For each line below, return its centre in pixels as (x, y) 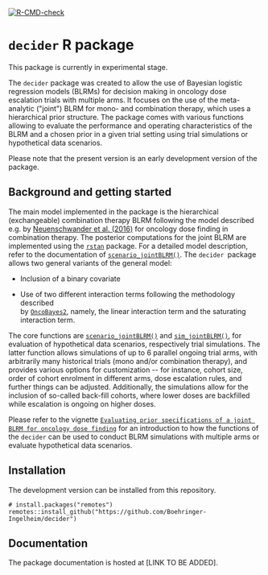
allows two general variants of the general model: (90, 263)
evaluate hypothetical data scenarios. (70, 445)
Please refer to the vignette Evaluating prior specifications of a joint (130, 420)
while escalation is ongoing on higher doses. (82, 403)
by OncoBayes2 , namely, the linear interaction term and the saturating (133, 311)
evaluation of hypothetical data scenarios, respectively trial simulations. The (134, 344)
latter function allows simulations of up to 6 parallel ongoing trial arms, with (133, 352)
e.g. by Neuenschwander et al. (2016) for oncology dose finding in (118, 229)
